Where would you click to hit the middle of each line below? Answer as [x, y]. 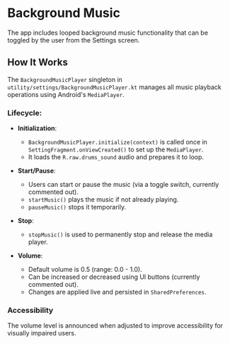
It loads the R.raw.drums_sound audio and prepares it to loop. [116, 157]
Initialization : [37, 128]
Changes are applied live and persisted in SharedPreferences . [117, 292]
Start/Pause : [36, 171]
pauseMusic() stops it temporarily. [77, 207]
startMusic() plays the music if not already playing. [103, 200]
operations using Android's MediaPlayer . [66, 94]
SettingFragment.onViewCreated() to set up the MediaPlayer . [116, 149]
